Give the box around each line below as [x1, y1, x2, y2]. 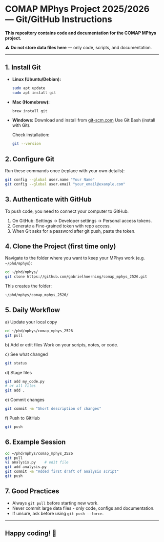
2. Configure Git [5, 155, 55, 163]
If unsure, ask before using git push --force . [12, 510, 104, 516]
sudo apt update [12, 85, 45, 91]
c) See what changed [5, 351, 48, 357]
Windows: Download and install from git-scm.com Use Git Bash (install [12, 117, 155, 123]
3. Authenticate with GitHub [5, 195, 92, 203]
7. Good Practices [5, 487, 60, 496]
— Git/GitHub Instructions [5, 14, 112, 25]
